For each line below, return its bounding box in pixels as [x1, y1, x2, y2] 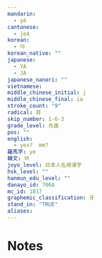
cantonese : [7, 23, 39, 30]
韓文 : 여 [7, 155, 30, 163]
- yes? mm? [13, 142, 49, 149]
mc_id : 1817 [7, 188, 42, 195]
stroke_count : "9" [7, 102, 61, 110]
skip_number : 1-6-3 [7, 115, 65, 122]
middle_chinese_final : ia [7, 96, 83, 103]
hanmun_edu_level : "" [7, 175, 71, 182]
